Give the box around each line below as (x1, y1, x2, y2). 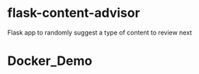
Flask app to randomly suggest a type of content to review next (7, 28, 193, 37)
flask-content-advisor (7, 5, 140, 21)
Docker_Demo (7, 53, 93, 69)
